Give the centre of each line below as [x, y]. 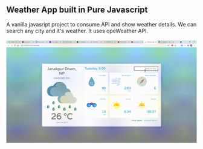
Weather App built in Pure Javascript [77, 10]
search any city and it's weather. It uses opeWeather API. [77, 31]
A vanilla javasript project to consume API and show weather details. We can [101, 24]
